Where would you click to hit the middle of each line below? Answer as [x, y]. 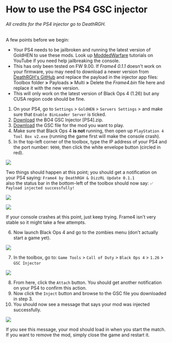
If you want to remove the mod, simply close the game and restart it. [78, 335]
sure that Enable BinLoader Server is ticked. [60, 115]
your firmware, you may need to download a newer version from [81, 72]
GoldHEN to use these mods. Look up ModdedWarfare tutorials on [83, 56]
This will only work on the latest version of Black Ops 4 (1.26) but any [86, 94]
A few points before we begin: [38, 40]
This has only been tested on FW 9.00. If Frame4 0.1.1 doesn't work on [87, 66]
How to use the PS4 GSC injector [77, 10]
